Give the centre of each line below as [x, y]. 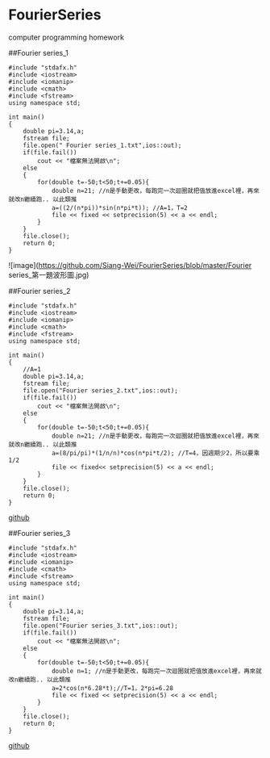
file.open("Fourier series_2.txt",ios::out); [101, 390]
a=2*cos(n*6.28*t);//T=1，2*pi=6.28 [112, 688]
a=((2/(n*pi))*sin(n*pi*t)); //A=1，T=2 [119, 207]
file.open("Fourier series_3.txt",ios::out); [101, 626]
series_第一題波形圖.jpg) [49, 274]
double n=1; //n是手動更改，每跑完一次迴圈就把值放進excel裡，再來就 [156, 671]
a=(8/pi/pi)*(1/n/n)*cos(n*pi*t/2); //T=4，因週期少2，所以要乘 [156, 453]
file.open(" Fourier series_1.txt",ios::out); [102, 145]
